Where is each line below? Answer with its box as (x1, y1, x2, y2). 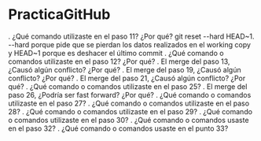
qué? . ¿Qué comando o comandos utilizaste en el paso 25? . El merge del (8, 81, 248, 91)
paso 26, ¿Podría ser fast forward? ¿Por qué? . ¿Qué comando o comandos (8, 90, 252, 99)
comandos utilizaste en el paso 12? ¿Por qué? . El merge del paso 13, (8, 57, 230, 66)
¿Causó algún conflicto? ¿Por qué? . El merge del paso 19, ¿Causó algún (8, 65, 241, 74)
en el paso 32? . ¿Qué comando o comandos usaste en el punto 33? (8, 124, 229, 133)
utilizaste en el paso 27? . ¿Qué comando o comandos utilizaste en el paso (8, 98, 250, 108)
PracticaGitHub (8, 6, 111, 24)
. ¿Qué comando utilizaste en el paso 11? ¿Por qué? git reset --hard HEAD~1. (8, 32, 255, 41)
